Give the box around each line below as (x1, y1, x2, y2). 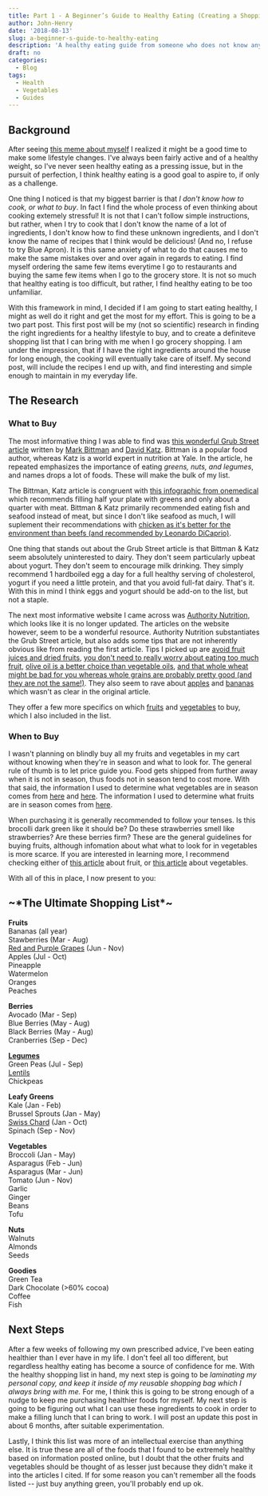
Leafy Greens (8, 1091, 54, 1101)
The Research (8, 394, 79, 408)
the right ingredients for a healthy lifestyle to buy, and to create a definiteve (8, 329, 256, 338)
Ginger (8, 1192, 31, 1202)
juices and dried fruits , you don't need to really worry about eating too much (8, 653, 259, 662)
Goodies (8, 1266, 37, 1275)
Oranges (8, 977, 37, 986)
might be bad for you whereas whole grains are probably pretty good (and (8, 670, 253, 679)
